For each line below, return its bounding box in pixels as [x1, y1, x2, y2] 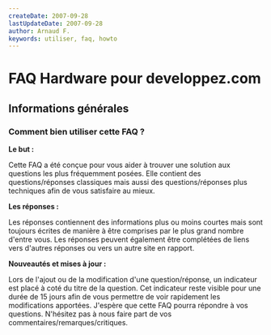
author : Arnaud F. [8, 27, 70, 35]
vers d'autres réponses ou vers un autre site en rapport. [8, 243, 195, 253]
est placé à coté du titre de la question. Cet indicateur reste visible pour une [8, 283, 261, 293]
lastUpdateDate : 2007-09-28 [8, 19, 104, 28]
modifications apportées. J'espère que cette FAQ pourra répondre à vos [8, 301, 248, 311]
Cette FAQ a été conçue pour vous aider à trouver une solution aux [8, 160, 231, 170]
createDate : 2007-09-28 [8, 11, 89, 20]
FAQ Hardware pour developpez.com [8, 70, 261, 88]
